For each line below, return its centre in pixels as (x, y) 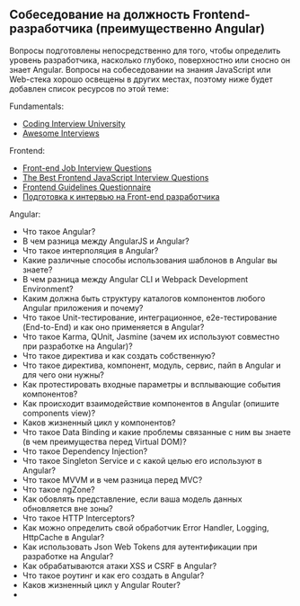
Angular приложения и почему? (83, 307)
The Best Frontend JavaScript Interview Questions (115, 177)
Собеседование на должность (100, 15)
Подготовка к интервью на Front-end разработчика (121, 196)
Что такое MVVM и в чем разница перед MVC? (112, 479)
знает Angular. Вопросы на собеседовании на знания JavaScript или (140, 69)
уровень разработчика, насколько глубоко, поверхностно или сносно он (150, 60)
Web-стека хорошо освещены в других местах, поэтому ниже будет (141, 79)
